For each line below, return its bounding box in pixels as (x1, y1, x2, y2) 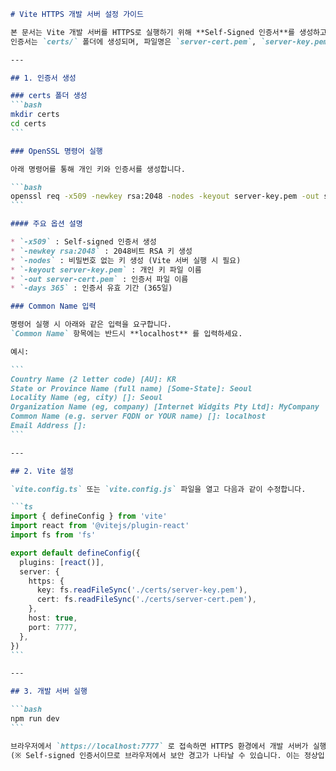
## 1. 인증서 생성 (10, 73, 77, 83)
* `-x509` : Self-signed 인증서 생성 (10, 237, 157, 247)
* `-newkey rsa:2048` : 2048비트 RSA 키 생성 (10, 246, 193, 256)
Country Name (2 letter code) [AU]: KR (10, 374, 177, 384)
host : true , (28, 613, 78, 623)
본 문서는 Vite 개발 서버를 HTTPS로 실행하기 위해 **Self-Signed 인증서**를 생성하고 (10, 27, 327, 37)
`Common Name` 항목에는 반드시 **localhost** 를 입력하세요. (10, 329, 243, 339)
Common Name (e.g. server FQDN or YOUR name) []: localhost (10, 411, 267, 422)
